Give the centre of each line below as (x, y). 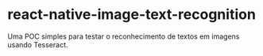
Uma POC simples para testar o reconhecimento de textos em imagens (124, 36)
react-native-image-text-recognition (131, 15)
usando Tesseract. (38, 44)
